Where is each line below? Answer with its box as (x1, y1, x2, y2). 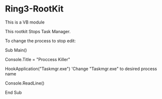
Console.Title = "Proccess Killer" (5, 56, 71, 62)
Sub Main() (5, 47, 28, 53)
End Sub (5, 89, 22, 95)
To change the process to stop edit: (5, 37, 76, 44)
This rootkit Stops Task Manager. (5, 28, 71, 34)
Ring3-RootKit (5, 3, 64, 14)
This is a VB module (5, 19, 45, 25)
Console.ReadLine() (5, 80, 44, 86)
